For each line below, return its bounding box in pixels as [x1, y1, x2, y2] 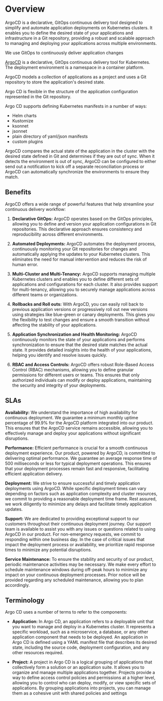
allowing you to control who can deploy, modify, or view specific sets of [12, 680, 156, 686]
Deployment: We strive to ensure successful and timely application [5, 480, 140, 486]
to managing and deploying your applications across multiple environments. [5, 40, 157, 46]
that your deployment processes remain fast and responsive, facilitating [5, 465, 149, 472]
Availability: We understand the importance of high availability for [5, 409, 138, 415]
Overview [5, 3, 45, 15]
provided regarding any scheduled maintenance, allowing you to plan [5, 577, 144, 583]
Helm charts [12, 112, 37, 118]
